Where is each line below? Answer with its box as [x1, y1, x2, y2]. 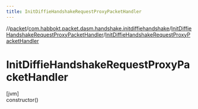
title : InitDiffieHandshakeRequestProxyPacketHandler [6, 8, 142, 15]
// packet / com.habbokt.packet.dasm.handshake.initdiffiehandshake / [6, 25, 172, 32]
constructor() [6, 96, 39, 103]
